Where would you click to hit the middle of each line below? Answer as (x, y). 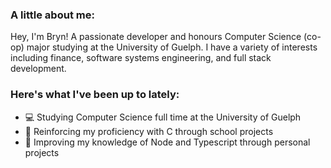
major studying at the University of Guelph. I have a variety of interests (172, 47)
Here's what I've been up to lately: (95, 95)
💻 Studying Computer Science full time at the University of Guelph (163, 117)
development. (38, 69)
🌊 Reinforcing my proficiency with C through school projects (149, 131)
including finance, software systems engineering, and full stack (141, 58)
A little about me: (52, 15)
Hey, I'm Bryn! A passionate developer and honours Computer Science (156, 37)
